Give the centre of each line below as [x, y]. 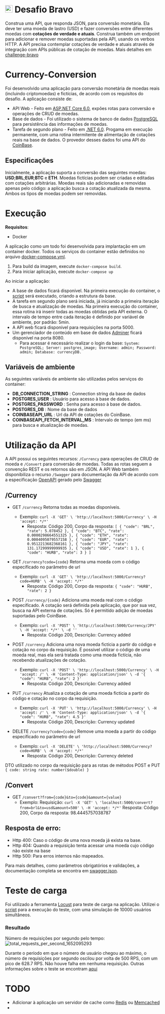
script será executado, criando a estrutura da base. [64, 296]
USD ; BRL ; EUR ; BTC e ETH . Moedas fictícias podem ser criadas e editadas [80, 178]
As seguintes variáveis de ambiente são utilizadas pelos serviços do [74, 379]
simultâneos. [18, 915]
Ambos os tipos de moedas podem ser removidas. [56, 193]
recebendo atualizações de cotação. [49, 660]
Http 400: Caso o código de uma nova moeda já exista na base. [77, 840]
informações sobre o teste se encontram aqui [51, 969]
